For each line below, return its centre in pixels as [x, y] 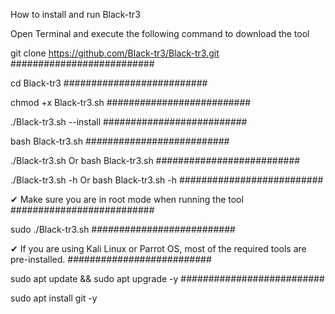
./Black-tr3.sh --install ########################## [129, 122]
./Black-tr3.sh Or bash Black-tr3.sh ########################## [155, 160]
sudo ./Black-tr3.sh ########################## [123, 229]
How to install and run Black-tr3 [75, 14]
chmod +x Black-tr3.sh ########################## [131, 102]
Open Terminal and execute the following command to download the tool [160, 33]
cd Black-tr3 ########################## [109, 83]
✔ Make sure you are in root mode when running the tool [127, 199]
